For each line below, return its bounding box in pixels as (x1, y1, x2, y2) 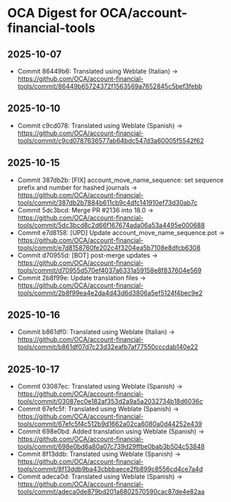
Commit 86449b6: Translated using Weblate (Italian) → (17, 67, 178, 75)
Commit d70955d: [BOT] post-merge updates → (17, 251, 158, 259)
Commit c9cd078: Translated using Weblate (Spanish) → (17, 121, 183, 130)
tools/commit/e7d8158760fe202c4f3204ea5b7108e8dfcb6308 (17, 243, 201, 252)
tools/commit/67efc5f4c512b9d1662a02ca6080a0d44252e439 (17, 420, 203, 428)
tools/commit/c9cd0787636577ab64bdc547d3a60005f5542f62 (17, 136, 204, 144)
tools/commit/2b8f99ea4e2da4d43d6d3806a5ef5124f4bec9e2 (17, 288, 203, 297)
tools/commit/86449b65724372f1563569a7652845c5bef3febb (17, 82, 203, 90)
